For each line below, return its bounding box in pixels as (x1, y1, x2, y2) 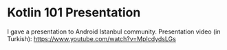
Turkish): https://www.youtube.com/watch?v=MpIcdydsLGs (7, 34, 177, 42)
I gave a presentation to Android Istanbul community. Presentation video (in (7, 27, 221, 36)
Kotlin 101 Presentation (7, 5, 141, 21)
